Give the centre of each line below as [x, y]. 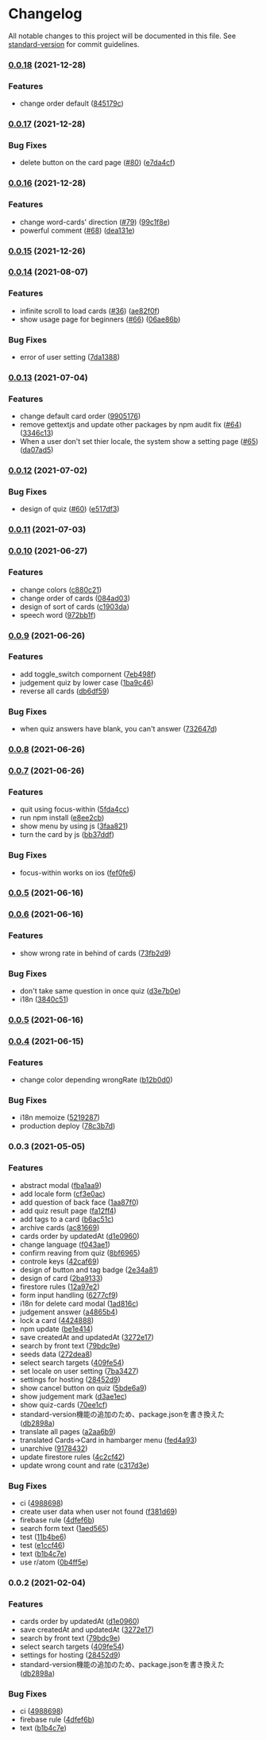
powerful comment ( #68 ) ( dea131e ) [77, 230]
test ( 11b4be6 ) [43, 1537]
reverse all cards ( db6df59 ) [64, 691]
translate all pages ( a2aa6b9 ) [68, 1431]
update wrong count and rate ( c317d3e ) [84, 1465]
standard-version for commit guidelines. [74, 44]
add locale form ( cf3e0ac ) [62, 1194]
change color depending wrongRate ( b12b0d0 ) [96, 1080]
